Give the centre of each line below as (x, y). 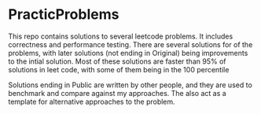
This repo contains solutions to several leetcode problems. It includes (121, 36)
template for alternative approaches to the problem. (92, 101)
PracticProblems (64, 15)
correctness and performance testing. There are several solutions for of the (130, 44)
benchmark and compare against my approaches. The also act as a (117, 93)
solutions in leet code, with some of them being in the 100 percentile (119, 69)
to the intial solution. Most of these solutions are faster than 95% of (117, 61)
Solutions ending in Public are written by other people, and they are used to (130, 85)
